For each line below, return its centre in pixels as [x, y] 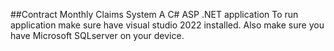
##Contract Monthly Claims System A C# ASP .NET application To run [154, 14]
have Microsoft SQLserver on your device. [97, 35]
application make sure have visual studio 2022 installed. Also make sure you [167, 25]
